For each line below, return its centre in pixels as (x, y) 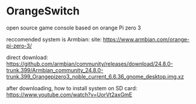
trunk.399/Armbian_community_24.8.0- (55, 70)
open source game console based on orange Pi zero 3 (74, 28)
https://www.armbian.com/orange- (146, 39)
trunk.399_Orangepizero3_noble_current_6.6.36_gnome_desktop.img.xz (95, 76)
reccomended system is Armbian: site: (54, 39)
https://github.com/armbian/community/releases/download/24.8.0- (90, 64)
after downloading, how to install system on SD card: (72, 88)
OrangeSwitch (43, 11)
